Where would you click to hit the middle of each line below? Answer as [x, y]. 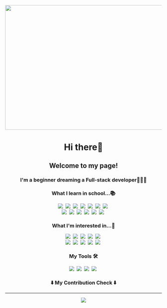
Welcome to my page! [83, 166]
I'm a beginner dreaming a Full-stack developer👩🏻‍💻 [83, 180]
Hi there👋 [83, 147]
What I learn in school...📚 [83, 193]
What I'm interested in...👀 [83, 225]
